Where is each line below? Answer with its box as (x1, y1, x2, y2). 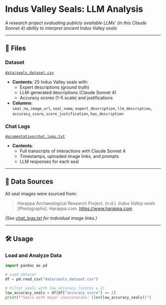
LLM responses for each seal (19, 158, 79, 164)
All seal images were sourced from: (5, 191, 78, 197)
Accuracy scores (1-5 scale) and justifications (19, 95, 113, 101)
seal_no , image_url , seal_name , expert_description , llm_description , (12, 105, 152, 111)
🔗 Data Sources (5, 177, 53, 186)
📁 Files (5, 44, 26, 52)
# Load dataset (5, 272, 37, 277)
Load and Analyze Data (5, 252, 62, 259)
